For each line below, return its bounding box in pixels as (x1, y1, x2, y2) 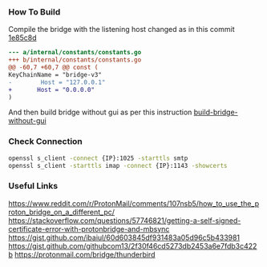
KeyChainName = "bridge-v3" (8, 70, 103, 78)
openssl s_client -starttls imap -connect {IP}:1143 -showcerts (8, 161, 228, 169)
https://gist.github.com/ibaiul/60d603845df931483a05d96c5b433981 (8, 233, 241, 242)
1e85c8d (8, 33, 38, 42)
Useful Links (8, 181, 59, 192)
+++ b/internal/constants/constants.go (8, 56, 142, 64)
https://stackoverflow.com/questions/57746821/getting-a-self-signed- (8, 215, 241, 225)
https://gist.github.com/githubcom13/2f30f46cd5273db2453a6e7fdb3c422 (8, 241, 257, 250)
